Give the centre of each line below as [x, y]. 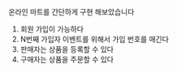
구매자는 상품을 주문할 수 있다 [67, 59]
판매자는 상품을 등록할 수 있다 [67, 49]
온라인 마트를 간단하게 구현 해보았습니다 [71, 12]
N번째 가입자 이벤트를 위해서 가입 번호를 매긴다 [94, 39]
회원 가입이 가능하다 [52, 29]
